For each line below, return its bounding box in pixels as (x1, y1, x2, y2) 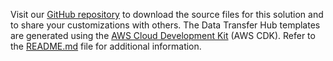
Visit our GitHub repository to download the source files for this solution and (10, 9, 324, 20)
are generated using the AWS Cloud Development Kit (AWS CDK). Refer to (10, 30, 316, 41)
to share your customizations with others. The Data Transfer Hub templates (10, 19, 321, 31)
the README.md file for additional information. (10, 40, 202, 52)
